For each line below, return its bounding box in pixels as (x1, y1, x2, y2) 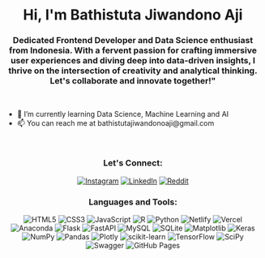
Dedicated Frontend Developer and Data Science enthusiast (12, 35, 254, 46)
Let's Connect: (103, 157, 163, 169)
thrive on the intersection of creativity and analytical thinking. (8, 65, 258, 76)
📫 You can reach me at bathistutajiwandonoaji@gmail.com (16, 118, 215, 128)
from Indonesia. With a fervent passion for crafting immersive (8, 45, 258, 56)
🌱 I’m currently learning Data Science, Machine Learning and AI (16, 110, 229, 119)
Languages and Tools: (88, 196, 177, 208)
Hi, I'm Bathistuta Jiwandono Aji (23, 6, 243, 24)
